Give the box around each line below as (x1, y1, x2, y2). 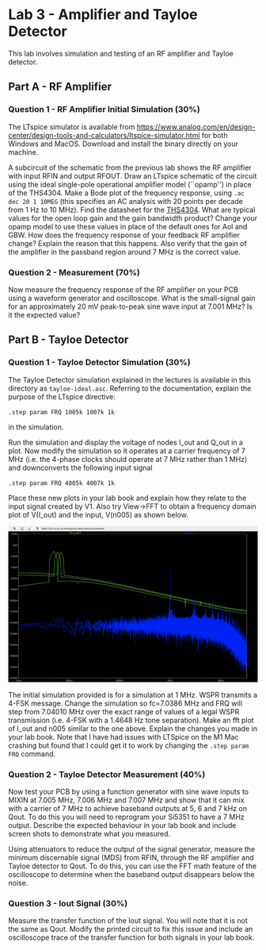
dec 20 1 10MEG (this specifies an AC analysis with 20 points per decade (8, 196, 244, 206)
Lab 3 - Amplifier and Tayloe (8, 6, 198, 24)
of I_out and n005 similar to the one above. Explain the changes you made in (8, 724, 257, 733)
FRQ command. (8, 748, 56, 759)
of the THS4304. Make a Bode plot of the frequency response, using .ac (8, 188, 245, 198)
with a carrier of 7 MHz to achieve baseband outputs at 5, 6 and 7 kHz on (8, 803, 248, 813)
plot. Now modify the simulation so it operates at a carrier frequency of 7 (8, 446, 245, 456)
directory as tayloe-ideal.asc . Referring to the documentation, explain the (8, 383, 252, 393)
